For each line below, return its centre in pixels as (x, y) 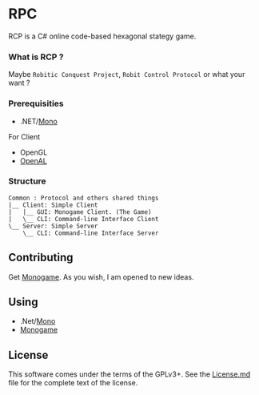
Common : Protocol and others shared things (84, 198)
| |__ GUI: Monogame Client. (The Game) (80, 212)
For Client (24, 136)
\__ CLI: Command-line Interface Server (91, 233)
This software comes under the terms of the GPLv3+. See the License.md (129, 374)
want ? (19, 83)
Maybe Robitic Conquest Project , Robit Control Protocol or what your (127, 75)
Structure (27, 181)
